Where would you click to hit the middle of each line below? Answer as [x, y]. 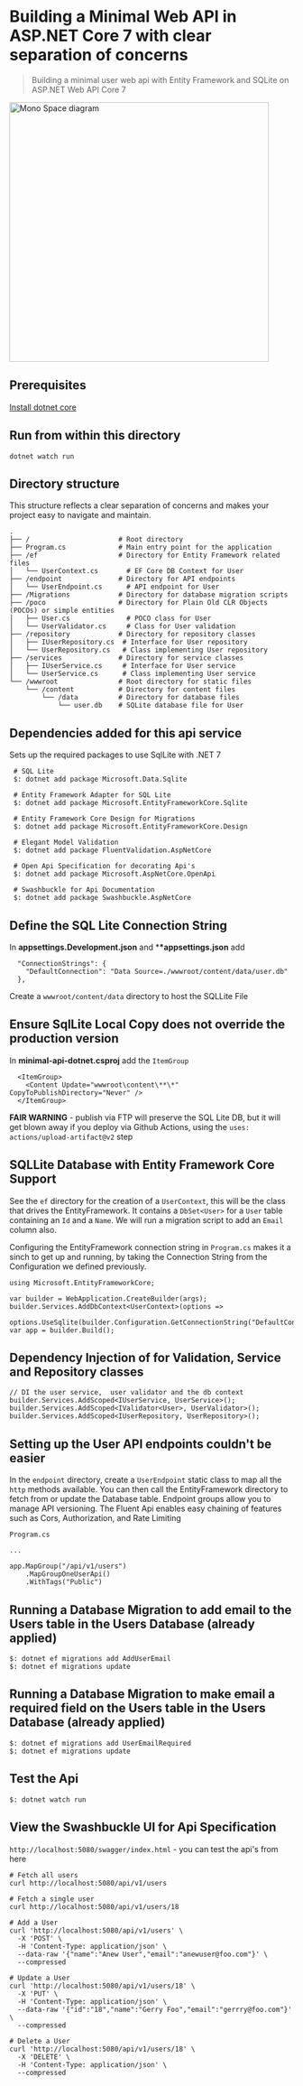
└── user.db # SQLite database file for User [151, 706]
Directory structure [64, 483]
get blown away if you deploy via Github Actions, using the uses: [129, 1126]
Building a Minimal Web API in [123, 17]
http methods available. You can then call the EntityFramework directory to [149, 1489]
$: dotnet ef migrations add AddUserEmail [90, 1659]
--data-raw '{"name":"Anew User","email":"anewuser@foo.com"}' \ [143, 1954]
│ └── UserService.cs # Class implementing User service [133, 674]
